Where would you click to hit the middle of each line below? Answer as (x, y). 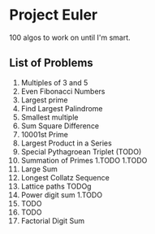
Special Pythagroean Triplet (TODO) (81, 151)
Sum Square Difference (60, 126)
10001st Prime (44, 134)
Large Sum (39, 169)
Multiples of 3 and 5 (54, 82)
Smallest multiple (50, 117)
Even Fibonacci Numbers (63, 91)
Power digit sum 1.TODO (62, 195)
